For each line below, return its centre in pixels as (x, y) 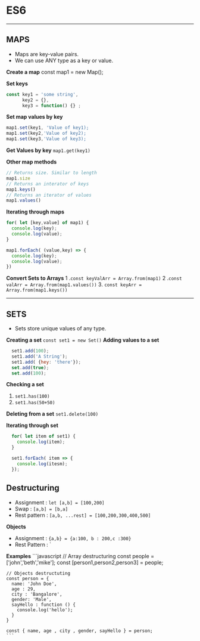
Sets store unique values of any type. (60, 329)
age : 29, (24, 589)
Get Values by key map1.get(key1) (48, 150)
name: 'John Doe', (35, 584)
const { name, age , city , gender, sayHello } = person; (79, 631)
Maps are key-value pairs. (47, 54)
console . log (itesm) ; (42, 464)
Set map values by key (35, 117)
